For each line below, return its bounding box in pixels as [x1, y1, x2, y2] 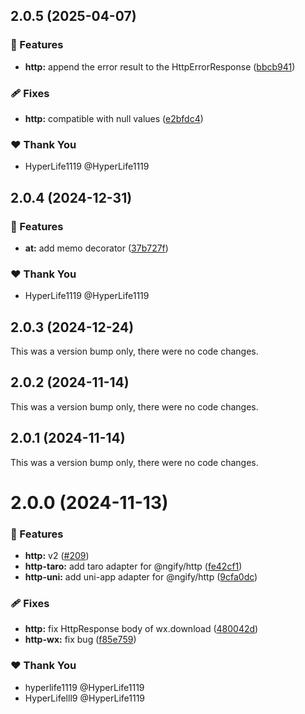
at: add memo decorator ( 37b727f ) [24, 242, 169, 254]
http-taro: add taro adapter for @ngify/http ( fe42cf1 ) [24, 560, 243, 573]
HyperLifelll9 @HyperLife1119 [24, 692, 146, 704]
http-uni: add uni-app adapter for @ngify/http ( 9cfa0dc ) [24, 571, 258, 583]
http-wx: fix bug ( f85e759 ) [24, 634, 137, 646]
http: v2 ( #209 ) [24, 550, 90, 562]
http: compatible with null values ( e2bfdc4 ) [24, 112, 204, 124]
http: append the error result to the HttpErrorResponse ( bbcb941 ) [24, 60, 296, 73]
